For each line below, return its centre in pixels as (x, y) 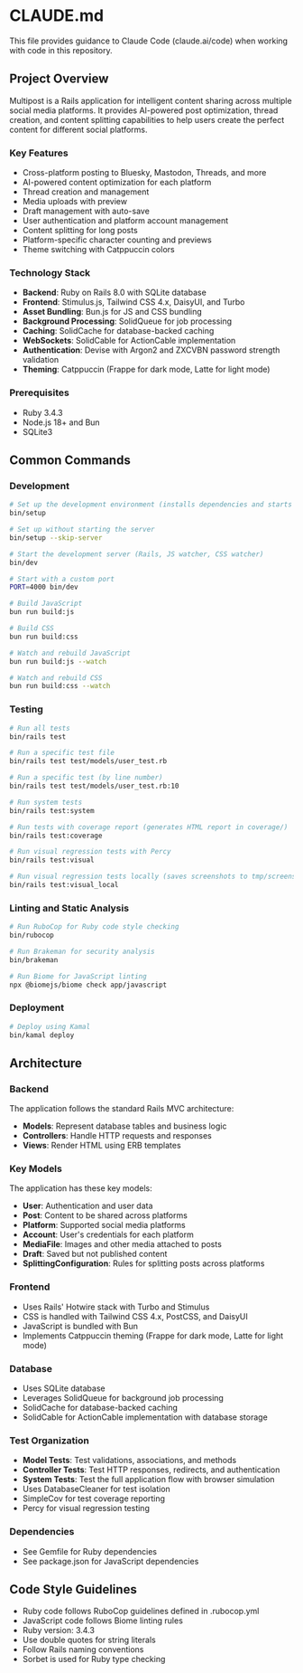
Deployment (37, 1007)
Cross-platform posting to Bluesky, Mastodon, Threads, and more (144, 173)
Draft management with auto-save (86, 211)
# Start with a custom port (62, 579)
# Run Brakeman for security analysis (82, 951)
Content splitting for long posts (80, 231)
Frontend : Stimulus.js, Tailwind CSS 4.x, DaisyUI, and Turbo (133, 302)
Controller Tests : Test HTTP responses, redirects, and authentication (151, 1470)
